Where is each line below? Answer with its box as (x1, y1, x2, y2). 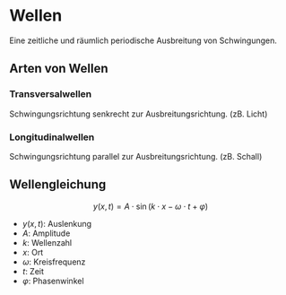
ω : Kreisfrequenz (22, 256, 86, 267)
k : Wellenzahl (22, 237, 73, 247)
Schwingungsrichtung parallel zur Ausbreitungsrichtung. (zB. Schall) (9, 151, 263, 161)
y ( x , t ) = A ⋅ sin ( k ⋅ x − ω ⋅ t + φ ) (92, 201, 209, 212)
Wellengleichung (9, 177, 107, 193)
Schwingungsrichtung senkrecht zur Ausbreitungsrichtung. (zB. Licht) (9, 108, 268, 119)
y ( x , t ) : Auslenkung (22, 218, 92, 229)
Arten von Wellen (9, 61, 109, 76)
